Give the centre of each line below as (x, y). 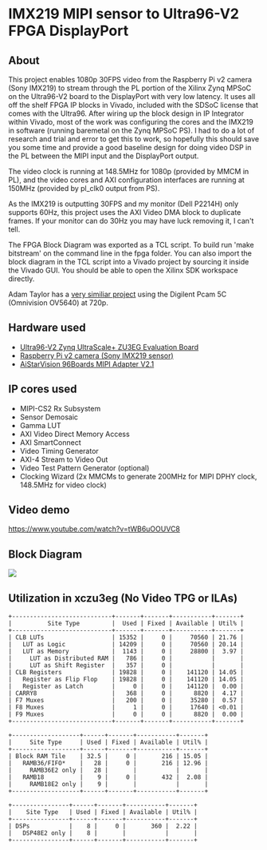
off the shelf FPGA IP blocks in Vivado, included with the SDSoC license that (133, 105)
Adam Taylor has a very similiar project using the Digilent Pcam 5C (118, 294)
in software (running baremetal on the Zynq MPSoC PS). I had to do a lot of (132, 130)
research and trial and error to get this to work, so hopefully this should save (134, 139)
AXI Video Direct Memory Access (75, 434)
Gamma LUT (40, 425)
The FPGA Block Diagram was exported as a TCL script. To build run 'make (131, 245)
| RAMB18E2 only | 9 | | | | (108, 784)
